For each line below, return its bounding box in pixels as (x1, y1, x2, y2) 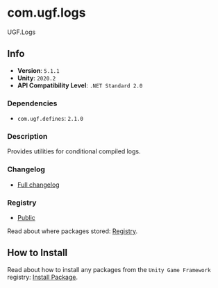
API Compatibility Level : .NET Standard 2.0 (17, 81, 143, 90)
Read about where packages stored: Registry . (7, 227, 137, 235)
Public (17, 213, 36, 221)
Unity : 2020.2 (17, 74, 56, 82)
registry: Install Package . (7, 273, 78, 281)
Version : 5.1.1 (17, 66, 60, 74)
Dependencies (7, 99, 58, 108)
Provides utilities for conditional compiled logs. (7, 147, 141, 155)
